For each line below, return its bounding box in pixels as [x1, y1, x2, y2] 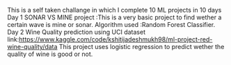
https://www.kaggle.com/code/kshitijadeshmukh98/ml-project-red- [18, 35, 213, 44]
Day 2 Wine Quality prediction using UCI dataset [7, 28, 146, 36]
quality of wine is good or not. [7, 50, 93, 58]
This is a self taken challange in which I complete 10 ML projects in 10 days [7, 6, 222, 14]
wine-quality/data [7, 43, 58, 50]
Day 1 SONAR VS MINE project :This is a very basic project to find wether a [7, 13, 222, 21]
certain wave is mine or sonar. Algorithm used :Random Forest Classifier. [7, 21, 216, 28]
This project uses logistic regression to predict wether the [58, 43, 225, 50]
